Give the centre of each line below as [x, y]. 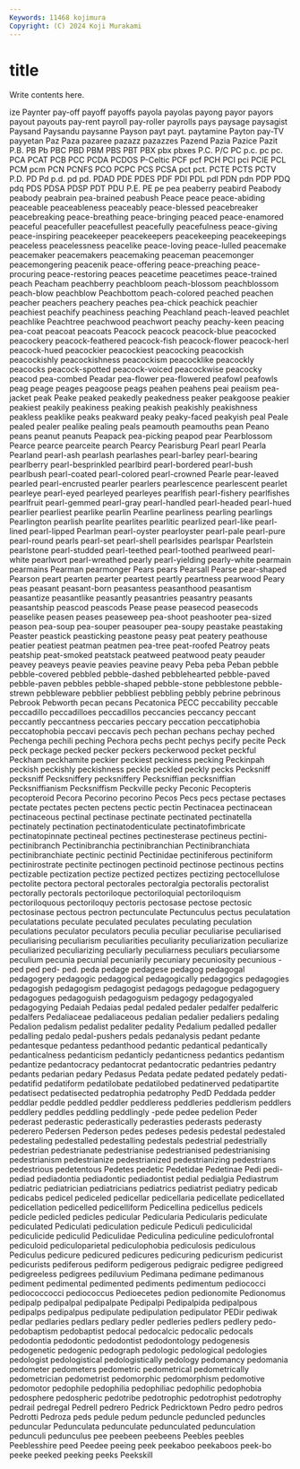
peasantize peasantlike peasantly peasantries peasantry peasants [131, 598]
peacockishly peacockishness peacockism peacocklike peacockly [132, 360]
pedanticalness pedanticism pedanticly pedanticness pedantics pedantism [147, 1055]
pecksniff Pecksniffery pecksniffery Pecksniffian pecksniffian [123, 779]
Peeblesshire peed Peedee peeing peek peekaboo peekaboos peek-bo [141, 1446]
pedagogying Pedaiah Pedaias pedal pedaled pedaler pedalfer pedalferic [144, 1007]
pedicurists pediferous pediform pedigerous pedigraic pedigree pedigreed [146, 1265]
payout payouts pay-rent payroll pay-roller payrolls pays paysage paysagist [149, 122]
